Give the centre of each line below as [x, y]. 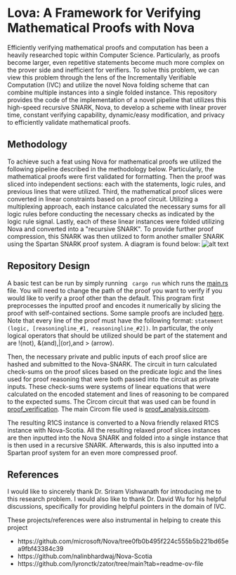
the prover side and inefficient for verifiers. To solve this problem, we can [113, 70]
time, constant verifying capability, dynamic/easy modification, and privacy [116, 115]
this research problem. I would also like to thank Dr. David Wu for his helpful [117, 499]
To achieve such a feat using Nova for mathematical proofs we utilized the [114, 161]
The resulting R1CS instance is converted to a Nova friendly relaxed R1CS [113, 422]
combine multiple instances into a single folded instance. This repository [112, 92]
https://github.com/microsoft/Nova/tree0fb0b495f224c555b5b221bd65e [123, 541]
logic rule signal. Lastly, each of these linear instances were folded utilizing [116, 221]
